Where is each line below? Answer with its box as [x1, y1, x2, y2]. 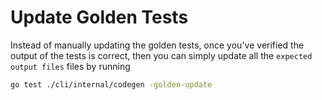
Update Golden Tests [10, 6, 189, 29]
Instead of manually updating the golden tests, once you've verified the [10, 39, 305, 51]
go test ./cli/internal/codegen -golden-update [10, 79, 213, 90]
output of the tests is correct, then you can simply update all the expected [10, 49, 313, 61]
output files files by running [10, 60, 131, 72]
